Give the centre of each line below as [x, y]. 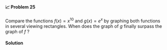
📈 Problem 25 [20, 7]
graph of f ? [17, 31]
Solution [14, 43]
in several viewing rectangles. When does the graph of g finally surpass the [84, 26]
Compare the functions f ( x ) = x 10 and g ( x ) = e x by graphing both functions [83, 20]
